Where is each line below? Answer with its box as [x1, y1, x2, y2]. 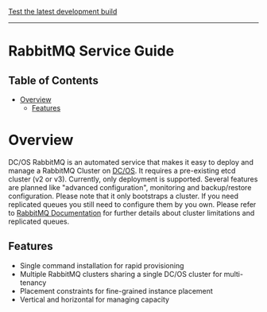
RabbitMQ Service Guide [8, 42, 175, 60]
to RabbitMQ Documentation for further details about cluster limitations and [8, 208, 255, 217]
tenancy [19, 278, 47, 287]
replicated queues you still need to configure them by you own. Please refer [8, 199, 257, 209]
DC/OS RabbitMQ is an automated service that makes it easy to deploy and [8, 157, 254, 166]
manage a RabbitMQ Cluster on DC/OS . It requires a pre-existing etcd [8, 166, 236, 175]
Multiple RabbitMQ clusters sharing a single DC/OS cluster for [19, 269, 222, 279]
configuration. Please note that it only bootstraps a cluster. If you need [8, 191, 238, 201]
